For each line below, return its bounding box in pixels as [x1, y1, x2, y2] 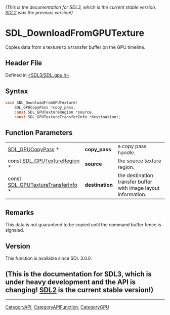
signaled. [5, 227, 24, 233]
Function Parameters [5, 128, 73, 137]
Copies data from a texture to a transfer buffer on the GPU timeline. [5, 44, 146, 50]
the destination [117, 172, 153, 179]
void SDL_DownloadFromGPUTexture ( [5, 100, 78, 106]
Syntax [5, 87, 28, 95]
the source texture [117, 157, 161, 164]
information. [117, 191, 147, 198]
